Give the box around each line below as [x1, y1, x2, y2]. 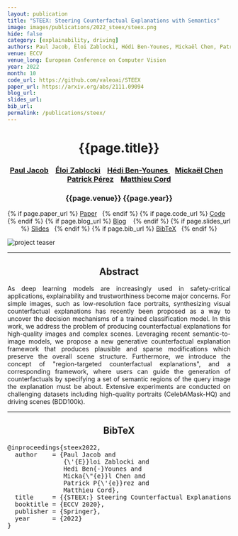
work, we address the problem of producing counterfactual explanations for [7, 322, 231, 330]
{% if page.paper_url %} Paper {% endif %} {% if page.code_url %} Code [7, 209, 225, 218]
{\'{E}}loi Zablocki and [63, 457, 150, 466]
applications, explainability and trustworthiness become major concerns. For [7, 292, 231, 300]
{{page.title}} [78, 140, 160, 156]
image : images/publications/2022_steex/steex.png [7, 23, 157, 31]
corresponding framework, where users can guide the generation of [7, 367, 231, 376]
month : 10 [7, 70, 37, 77]
